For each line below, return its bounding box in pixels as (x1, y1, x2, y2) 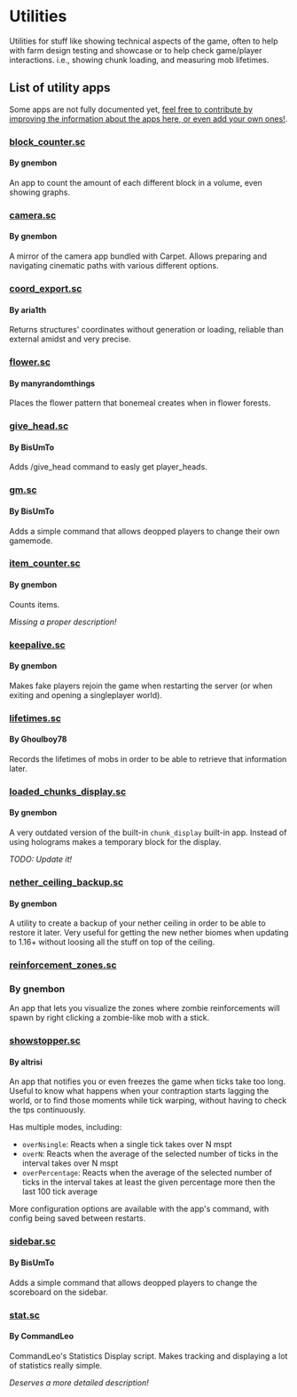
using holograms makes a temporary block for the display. (9, 837, 222, 847)
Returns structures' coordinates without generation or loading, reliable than (9, 325, 284, 335)
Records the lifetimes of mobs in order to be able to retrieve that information (9, 753, 287, 764)
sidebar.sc (9, 1235, 56, 1248)
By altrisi (9, 1056, 43, 1067)
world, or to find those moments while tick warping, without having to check (9, 1096, 287, 1106)
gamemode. (9, 535, 53, 546)
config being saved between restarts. (9, 1213, 146, 1224)
